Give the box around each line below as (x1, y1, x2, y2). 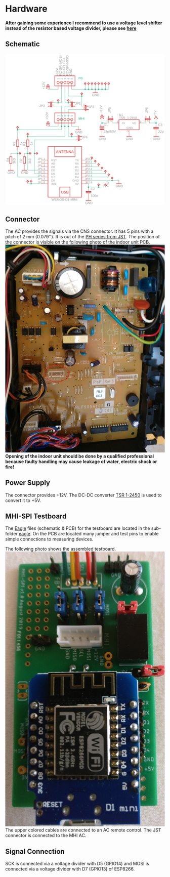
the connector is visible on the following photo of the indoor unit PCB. (5, 239, 150, 245)
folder (5, 531, 18, 537)
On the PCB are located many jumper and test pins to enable (32, 531, 159, 537)
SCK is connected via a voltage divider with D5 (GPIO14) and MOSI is (5, 861, 149, 867)
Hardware (5, 3, 48, 15)
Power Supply (5, 479, 51, 487)
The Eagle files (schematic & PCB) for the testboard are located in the (5, 525, 150, 531)
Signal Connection (5, 847, 65, 856)
